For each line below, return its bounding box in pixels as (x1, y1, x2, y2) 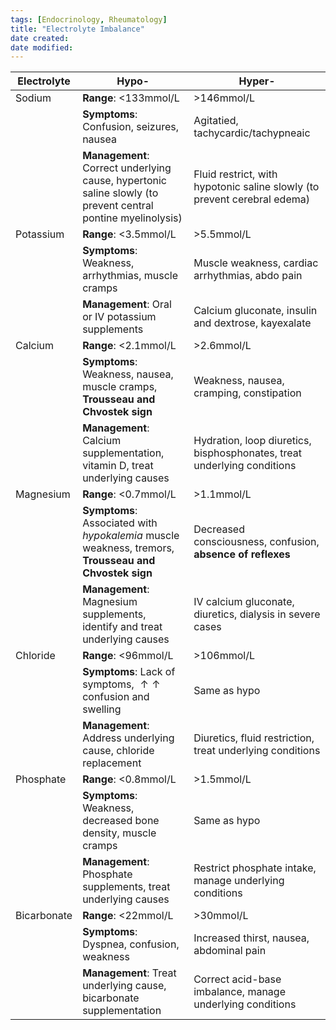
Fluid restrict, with (193, 167, 278, 181)
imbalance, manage (193, 985, 286, 999)
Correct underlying (82, 161, 172, 175)
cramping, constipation (193, 386, 302, 400)
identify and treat (82, 620, 163, 634)
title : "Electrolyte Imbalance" (10, 24, 145, 34)
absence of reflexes (193, 547, 291, 561)
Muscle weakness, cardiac (193, 256, 319, 270)
